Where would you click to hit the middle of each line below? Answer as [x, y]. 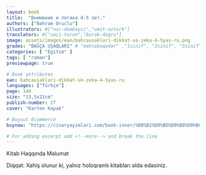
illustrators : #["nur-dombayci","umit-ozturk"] [68, 29]
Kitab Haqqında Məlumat [38, 154]
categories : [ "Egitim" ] [39, 52]
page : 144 [19, 91]
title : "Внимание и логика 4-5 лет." [56, 18]
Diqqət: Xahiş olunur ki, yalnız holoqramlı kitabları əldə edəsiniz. [87, 165]
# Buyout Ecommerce [31, 119]
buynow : [16, 125]
